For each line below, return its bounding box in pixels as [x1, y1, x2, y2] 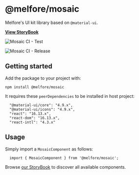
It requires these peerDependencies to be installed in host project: [5, 93, 135, 99]
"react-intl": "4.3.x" [9, 120, 56, 125]
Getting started [5, 62, 53, 70]
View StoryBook [5, 29, 39, 35]
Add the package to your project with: [5, 75, 81, 81]
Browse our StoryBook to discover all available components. [5, 164, 126, 170]
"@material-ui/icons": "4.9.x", [9, 107, 76, 112]
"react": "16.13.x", [9, 111, 51, 116]
